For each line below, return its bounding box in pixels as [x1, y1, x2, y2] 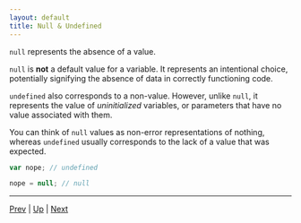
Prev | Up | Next [9, 203, 69, 215]
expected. [9, 145, 47, 157]
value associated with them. [9, 109, 113, 120]
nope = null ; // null [9, 179, 90, 188]
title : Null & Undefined [9, 21, 102, 30]
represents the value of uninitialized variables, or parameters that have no [9, 99, 282, 110]
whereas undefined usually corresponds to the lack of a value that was [9, 136, 271, 147]
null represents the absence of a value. [9, 46, 157, 56]
